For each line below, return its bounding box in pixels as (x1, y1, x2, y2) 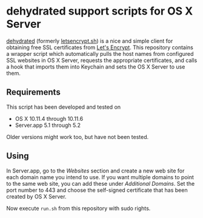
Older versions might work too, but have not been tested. (6, 133, 149, 140)
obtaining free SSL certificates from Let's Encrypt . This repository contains (6, 44, 194, 51)
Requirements (6, 87, 61, 98)
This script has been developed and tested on (6, 103, 121, 111)
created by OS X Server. (6, 192, 67, 200)
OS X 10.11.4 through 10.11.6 (15, 115, 84, 122)
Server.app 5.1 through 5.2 (15, 121, 81, 129)
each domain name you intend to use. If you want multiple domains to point (6, 173, 194, 180)
